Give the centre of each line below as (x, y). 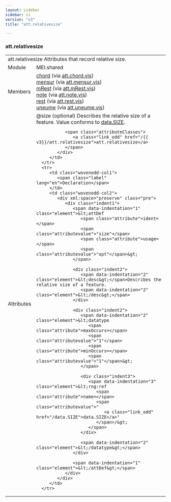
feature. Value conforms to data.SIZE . (81, 122)
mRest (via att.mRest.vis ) (66, 88)
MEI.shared (50, 67)
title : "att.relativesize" (34, 24)
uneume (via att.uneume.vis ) (70, 107)
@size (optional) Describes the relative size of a (93, 116)
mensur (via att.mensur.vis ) (69, 82)
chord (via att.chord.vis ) (65, 75)
